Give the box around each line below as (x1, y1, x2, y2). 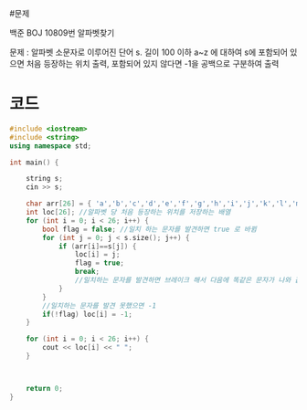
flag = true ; (74, 258, 125, 268)
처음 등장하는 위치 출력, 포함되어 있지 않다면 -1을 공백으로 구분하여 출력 (26, 58, 280, 68)
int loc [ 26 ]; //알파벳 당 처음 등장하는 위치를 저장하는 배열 (26, 208, 231, 217)
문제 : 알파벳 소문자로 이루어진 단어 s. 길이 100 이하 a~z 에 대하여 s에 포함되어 (9, 47, 288, 58)
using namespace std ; (9, 141, 92, 151)
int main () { (9, 158, 59, 167)
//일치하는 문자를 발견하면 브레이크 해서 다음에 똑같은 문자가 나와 (74, 276, 291, 285)
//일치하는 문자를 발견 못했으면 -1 (42, 300, 157, 310)
